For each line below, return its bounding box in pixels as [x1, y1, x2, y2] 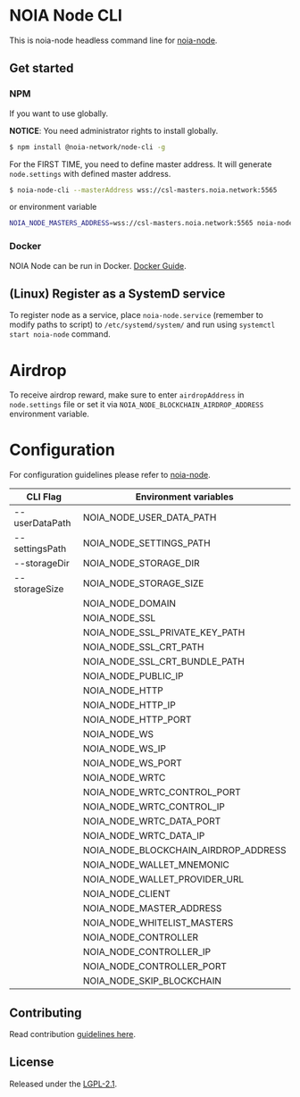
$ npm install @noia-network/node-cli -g [9, 142, 166, 152]
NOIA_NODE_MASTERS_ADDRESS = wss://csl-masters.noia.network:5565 [9, 219, 254, 228]
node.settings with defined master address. [9, 168, 171, 179]
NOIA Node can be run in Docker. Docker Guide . [9, 260, 187, 271]
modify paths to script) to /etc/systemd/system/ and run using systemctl [9, 319, 276, 331]
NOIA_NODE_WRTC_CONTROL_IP [82, 800, 226, 813]
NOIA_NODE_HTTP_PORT [82, 714, 192, 726]
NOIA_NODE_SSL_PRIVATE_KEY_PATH [82, 626, 246, 639]
